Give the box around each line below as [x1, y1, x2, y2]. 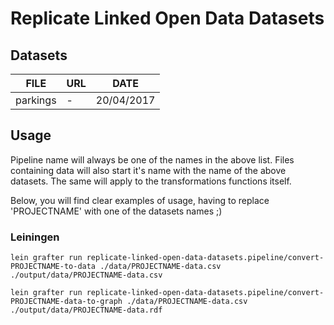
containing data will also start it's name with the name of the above [10, 164, 287, 176]
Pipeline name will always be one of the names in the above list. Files [10, 153, 295, 166]
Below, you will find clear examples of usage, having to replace [10, 194, 270, 206]
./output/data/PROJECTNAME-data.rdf [10, 305, 163, 316]
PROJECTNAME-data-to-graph [10, 297, 123, 307]
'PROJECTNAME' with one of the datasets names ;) [10, 205, 223, 217]
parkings [15, 93, 57, 107]
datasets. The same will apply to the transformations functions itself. [10, 175, 292, 187]
